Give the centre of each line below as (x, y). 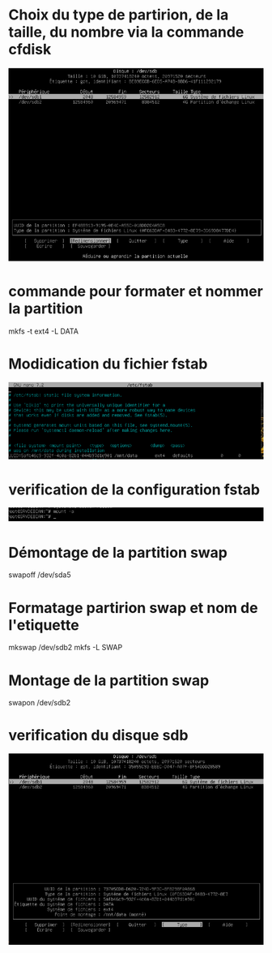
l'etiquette (44, 625)
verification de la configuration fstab (134, 489)
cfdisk (30, 50)
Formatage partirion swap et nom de (133, 608)
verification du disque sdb (98, 735)
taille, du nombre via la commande (126, 32)
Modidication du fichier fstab (108, 364)
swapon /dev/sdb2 (40, 703)
